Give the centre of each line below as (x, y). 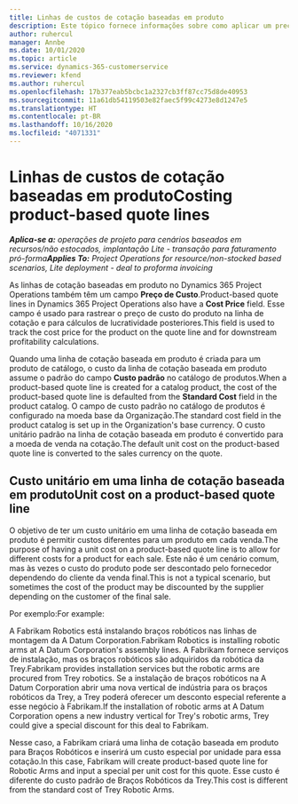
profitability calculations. (54, 341)
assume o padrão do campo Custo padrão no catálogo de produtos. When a (148, 378)
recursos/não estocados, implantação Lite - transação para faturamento (143, 249)
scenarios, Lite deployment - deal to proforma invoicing (111, 267)
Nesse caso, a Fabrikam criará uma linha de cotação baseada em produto (144, 742)
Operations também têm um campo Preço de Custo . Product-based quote (144, 294)
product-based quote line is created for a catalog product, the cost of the (143, 386)
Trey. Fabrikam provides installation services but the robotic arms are (134, 668)
